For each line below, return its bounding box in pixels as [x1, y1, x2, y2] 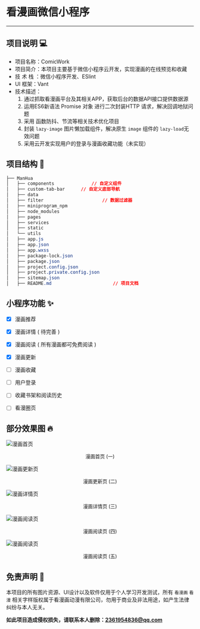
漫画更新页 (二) [83, 478, 117, 485]
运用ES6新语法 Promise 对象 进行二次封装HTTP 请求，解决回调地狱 [23, 103, 189, 110]
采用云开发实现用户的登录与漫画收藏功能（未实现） [23, 140, 149, 147]
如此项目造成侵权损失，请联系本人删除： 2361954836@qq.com [6, 616, 162, 623]
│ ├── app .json [6, 242, 49, 248]
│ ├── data [6, 192, 39, 198]
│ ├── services [6, 219, 49, 225]
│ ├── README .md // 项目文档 [6, 281, 139, 287]
